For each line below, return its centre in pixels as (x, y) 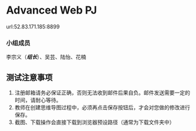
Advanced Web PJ (52, 10)
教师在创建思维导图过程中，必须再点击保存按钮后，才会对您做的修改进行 (102, 107)
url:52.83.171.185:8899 (33, 27)
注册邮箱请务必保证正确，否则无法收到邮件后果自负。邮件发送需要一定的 (102, 93)
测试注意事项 (29, 77)
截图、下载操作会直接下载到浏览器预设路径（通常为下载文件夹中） (94, 122)
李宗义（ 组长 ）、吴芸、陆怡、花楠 (46, 57)
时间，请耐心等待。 (38, 100)
